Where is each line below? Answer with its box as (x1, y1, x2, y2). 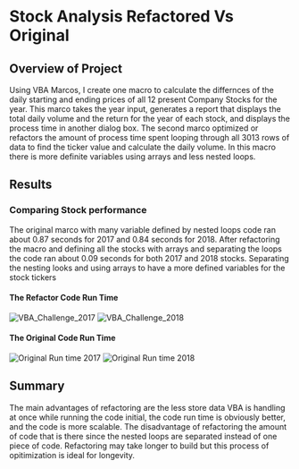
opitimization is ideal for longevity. (9, 449, 136, 460)
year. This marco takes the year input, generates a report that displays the (9, 104, 281, 114)
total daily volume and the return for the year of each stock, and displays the (9, 114, 291, 124)
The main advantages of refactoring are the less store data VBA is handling (9, 402, 286, 413)
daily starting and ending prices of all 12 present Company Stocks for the (9, 94, 278, 105)
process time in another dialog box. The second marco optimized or (9, 123, 259, 133)
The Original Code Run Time (9, 333, 116, 344)
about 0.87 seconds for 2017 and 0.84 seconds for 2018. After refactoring (9, 234, 280, 244)
